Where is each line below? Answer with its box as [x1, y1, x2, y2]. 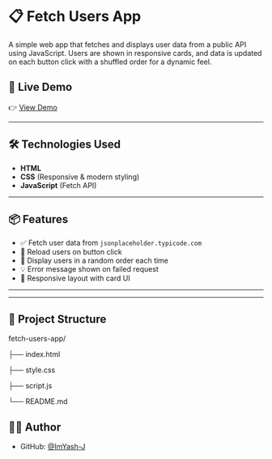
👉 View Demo [8, 102, 58, 112]
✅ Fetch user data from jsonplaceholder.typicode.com [19, 238, 202, 248]
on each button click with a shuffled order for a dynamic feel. [8, 57, 212, 66]
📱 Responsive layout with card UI [19, 273, 131, 283]
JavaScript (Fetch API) [19, 180, 97, 190]
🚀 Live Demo [8, 80, 73, 94]
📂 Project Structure [8, 312, 107, 326]
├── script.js [8, 381, 53, 391]
